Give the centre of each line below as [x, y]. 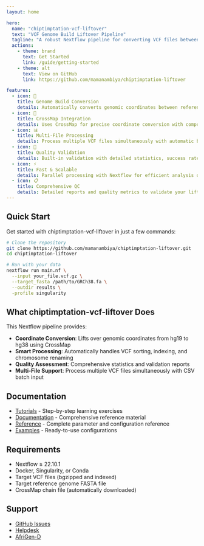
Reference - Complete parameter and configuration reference [92, 424]
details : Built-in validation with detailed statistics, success [102, 158]
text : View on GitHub [50, 74]
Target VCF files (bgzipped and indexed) [66, 477]
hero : [13, 23]
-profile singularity [39, 293]
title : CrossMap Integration [54, 119]
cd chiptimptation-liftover [42, 254]
